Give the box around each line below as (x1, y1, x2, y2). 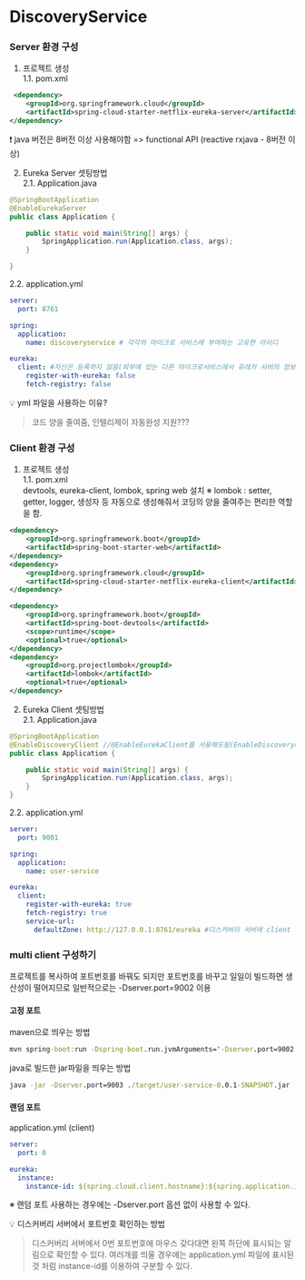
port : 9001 (17, 833, 59, 842)
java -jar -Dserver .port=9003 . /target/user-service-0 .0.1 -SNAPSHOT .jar (9, 1081, 290, 1090)
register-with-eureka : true (25, 899, 132, 909)
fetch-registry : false (25, 380, 112, 389)
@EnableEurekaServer (9, 203, 88, 213)
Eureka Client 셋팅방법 (22, 704, 104, 715)
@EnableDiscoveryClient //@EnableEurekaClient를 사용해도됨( (9, 740, 234, 749)
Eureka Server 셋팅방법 (22, 167, 108, 178)
